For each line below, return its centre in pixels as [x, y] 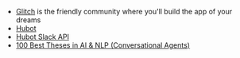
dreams [28, 20]
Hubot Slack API [43, 37]
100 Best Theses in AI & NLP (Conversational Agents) [103, 45]
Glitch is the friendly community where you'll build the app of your [124, 12]
